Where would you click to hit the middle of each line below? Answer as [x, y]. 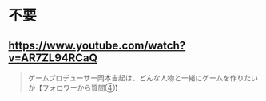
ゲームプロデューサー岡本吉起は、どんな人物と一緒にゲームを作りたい [143, 78]
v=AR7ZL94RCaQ [53, 58]
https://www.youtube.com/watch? [97, 45]
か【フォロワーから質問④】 [75, 88]
